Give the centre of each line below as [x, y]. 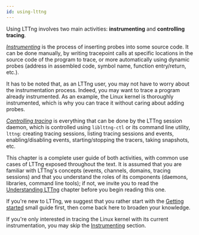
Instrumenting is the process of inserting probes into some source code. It [98, 47]
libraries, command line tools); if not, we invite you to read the [82, 183]
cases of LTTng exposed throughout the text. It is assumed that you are [94, 164]
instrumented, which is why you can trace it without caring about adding [95, 103]
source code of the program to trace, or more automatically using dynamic [98, 59]
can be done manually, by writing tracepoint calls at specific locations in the [99, 53]
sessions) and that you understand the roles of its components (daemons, [97, 176]
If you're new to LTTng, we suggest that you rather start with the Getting [95, 201]
